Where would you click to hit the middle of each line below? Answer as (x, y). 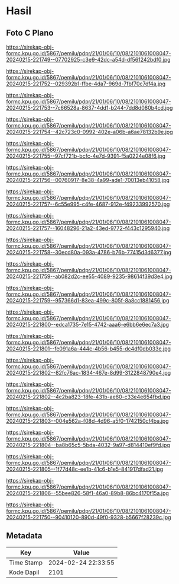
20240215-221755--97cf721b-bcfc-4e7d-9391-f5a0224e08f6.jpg (86, 156)
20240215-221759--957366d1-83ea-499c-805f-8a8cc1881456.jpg (88, 300)
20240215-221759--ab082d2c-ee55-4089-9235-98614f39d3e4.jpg (89, 276)
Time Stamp (26, 563)
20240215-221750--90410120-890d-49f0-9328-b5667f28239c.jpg (89, 517)
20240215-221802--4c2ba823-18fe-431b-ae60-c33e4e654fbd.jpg (88, 397)
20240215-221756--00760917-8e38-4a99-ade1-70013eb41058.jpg (88, 180)
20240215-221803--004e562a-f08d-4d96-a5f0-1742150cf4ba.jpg (88, 421)
